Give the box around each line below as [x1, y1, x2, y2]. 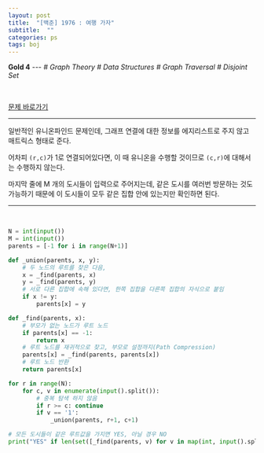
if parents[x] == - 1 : [22, 329, 93, 337]
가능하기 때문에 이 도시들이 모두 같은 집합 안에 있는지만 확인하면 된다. [8, 190, 220, 199]
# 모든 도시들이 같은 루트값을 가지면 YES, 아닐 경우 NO [8, 430, 167, 439]
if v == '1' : [36, 409, 79, 417]
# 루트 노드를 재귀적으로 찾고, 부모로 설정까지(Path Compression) [22, 344, 216, 352]
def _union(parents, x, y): [8, 256, 101, 264]
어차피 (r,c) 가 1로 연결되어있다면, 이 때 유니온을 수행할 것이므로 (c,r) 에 [8, 153, 230, 162]
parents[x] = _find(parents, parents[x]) [22, 351, 159, 359]
